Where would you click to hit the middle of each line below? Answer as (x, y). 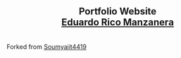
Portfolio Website (118, 12)
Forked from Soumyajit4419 (47, 46)
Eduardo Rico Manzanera (118, 23)
